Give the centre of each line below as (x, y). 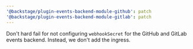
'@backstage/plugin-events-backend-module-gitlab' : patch (79, 17)
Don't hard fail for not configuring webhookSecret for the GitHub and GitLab (97, 33)
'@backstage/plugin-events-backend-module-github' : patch (79, 11)
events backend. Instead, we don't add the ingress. (68, 40)
